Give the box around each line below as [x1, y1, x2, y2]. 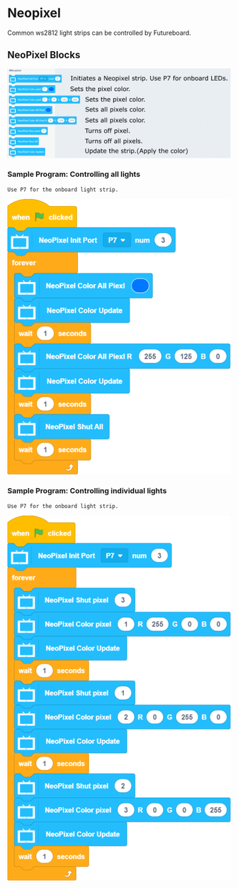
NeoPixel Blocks [7, 49, 81, 61]
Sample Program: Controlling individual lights [7, 485, 167, 495]
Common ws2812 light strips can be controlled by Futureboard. [7, 28, 191, 37]
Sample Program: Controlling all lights [7, 169, 140, 179]
